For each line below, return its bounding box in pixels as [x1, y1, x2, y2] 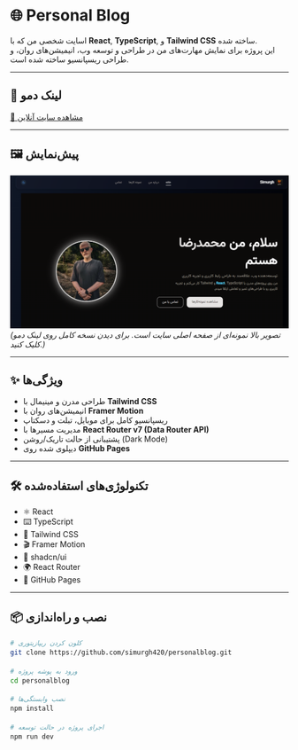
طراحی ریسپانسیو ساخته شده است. [10, 54, 129, 65]
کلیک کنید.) [10, 339, 46, 349]
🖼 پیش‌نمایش [10, 147, 79, 162]
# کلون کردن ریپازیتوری [10, 639, 82, 648]
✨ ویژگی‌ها [10, 373, 63, 388]
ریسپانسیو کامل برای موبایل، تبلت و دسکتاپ [22, 415, 168, 426]
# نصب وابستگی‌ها [10, 695, 65, 704]
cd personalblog [10, 676, 70, 685]
